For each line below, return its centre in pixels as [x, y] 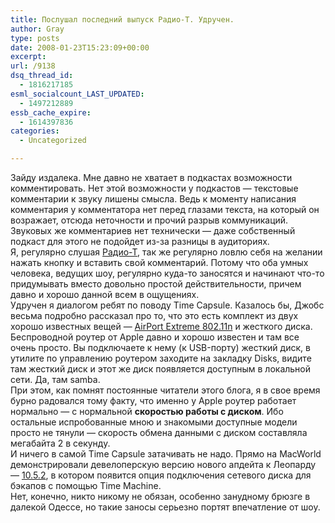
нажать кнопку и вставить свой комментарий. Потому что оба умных [159, 262]
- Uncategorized [53, 141]
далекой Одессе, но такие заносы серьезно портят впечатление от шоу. [165, 507]
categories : [35, 131]
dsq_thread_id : [42, 76]
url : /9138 [33, 66]
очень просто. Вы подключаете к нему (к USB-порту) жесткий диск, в [160, 347]
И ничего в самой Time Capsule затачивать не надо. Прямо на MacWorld [166, 454]
